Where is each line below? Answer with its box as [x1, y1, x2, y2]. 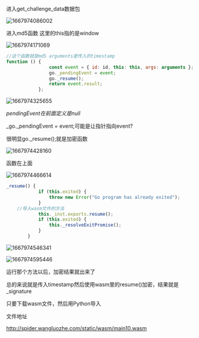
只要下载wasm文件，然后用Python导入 [6, 300, 102, 307]
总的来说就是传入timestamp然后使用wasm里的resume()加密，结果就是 [6, 280, 179, 288]
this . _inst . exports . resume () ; [38, 211, 114, 217]
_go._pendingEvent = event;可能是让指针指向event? [6, 122, 133, 130]
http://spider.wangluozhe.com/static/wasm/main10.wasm [6, 324, 147, 331]
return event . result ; [48, 81, 103, 87]
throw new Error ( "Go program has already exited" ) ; [48, 194, 180, 200]
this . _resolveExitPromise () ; [48, 222, 121, 228]
